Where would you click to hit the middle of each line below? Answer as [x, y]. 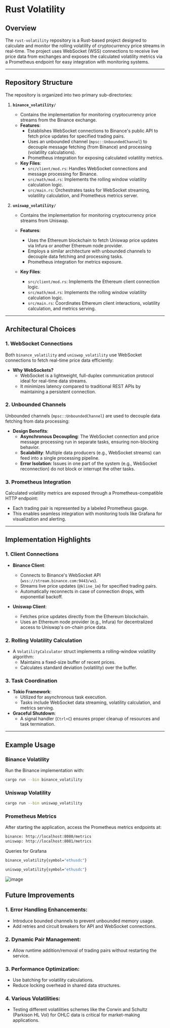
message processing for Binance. [62, 174]
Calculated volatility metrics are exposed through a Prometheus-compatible [84, 493]
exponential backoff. [41, 597]
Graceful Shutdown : [34, 713]
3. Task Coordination [31, 681]
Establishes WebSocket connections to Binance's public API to [93, 131]
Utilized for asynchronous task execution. [63, 697]
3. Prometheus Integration [38, 482]
